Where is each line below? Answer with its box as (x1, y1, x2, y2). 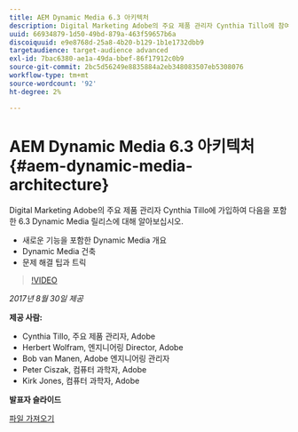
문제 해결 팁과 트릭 (21, 257, 87, 268)
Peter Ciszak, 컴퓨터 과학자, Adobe (21, 364, 147, 375)
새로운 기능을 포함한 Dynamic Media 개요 (21, 235, 167, 245)
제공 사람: (9, 312, 43, 323)
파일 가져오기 (9, 413, 55, 424)
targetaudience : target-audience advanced (9, 46, 169, 55)
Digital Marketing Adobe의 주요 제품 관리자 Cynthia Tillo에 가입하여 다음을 (9, 205, 271, 216)
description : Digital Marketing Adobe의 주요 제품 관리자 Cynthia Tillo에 (9, 21, 275, 30)
